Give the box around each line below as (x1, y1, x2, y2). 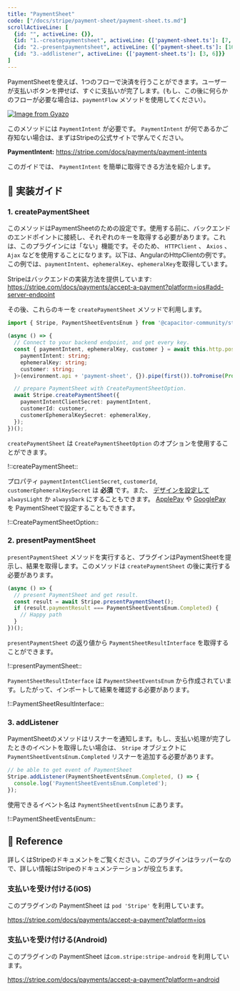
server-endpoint (7, 291, 56, 299)
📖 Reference (7, 835, 63, 847)
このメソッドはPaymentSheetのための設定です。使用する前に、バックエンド (7, 224, 231, 233)
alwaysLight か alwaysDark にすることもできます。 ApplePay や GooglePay (7, 494, 226, 503)
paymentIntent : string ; (20, 352, 91, 359)
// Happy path (20, 611, 62, 618)
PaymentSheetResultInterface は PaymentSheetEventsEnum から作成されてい (7, 676, 226, 685)
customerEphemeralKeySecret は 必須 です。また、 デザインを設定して (7, 486, 210, 494)
